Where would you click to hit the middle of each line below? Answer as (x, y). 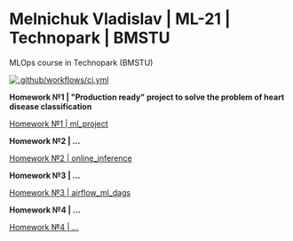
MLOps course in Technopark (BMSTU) (81, 62)
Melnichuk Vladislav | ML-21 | (120, 19)
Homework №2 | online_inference (71, 158)
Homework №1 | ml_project (59, 124)
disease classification (51, 106)
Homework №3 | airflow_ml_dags (70, 192)
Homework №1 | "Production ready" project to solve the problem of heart (147, 97)
